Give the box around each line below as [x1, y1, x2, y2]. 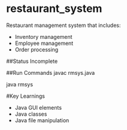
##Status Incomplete [6, 58, 58, 65]
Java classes [14, 110, 47, 117]
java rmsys [6, 80, 34, 88]
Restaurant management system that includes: [6, 22, 121, 29]
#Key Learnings [6, 92, 45, 99]
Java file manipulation [14, 116, 69, 124]
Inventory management [14, 33, 73, 40]
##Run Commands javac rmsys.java [6, 69, 95, 76]
